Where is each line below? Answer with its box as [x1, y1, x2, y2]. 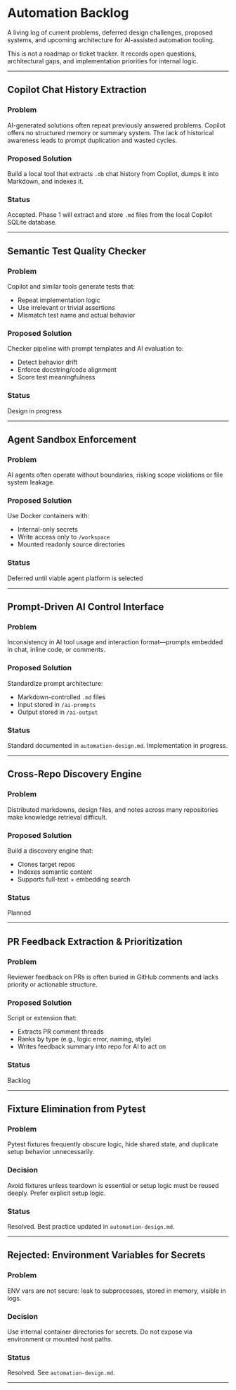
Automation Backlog [7, 5, 129, 21]
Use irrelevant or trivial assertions [17, 303, 116, 311]
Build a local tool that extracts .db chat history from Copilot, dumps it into [7, 169, 219, 177]
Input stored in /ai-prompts [17, 700, 96, 708]
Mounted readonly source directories [17, 540, 125, 549]
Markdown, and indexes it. [7, 177, 84, 185]
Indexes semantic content [17, 868, 93, 876]
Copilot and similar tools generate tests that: [7, 282, 136, 290]
